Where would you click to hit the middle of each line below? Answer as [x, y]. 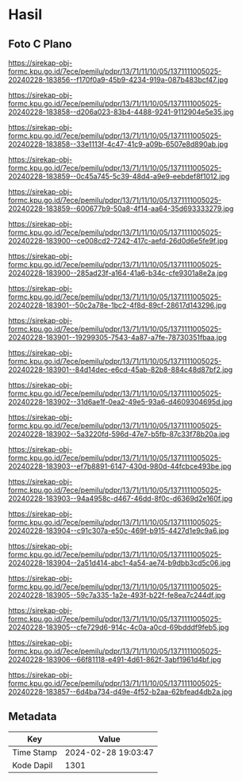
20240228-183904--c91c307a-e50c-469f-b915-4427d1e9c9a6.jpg [119, 530]
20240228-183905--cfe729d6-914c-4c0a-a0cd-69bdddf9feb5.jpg [119, 627]
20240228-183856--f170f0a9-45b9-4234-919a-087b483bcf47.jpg [118, 80]
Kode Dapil [33, 765]
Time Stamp [35, 752]
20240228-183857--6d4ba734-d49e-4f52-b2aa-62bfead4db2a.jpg [120, 692]
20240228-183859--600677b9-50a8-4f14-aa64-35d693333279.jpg [121, 209]
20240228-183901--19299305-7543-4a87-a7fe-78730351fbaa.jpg [118, 337]
